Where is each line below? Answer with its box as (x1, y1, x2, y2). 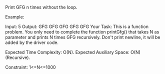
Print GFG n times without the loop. (5, 4, 77, 10)
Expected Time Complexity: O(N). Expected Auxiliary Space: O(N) (5, 49, 141, 55)
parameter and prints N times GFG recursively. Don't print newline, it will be (5, 34, 160, 40)
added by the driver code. (5, 39, 59, 45)
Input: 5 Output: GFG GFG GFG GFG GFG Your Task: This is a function (5, 23, 149, 29)
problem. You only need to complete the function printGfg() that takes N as (5, 29, 159, 34)
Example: (5, 14, 24, 19)
